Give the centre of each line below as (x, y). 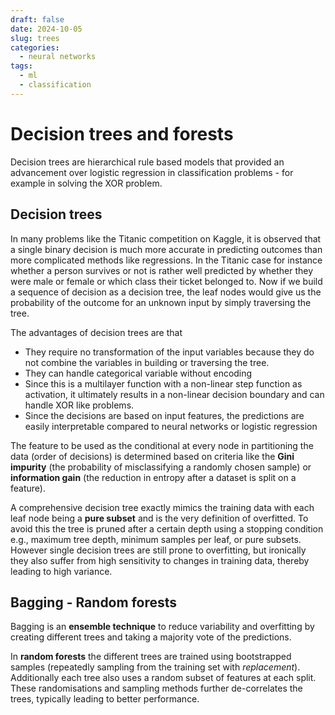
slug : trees (35, 38)
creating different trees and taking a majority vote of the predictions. (151, 637)
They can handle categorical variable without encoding (138, 373)
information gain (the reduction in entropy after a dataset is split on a (153, 477)
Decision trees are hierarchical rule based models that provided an (147, 162)
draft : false (37, 19)
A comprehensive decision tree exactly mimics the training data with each (162, 507)
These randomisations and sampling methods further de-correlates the (156, 688)
